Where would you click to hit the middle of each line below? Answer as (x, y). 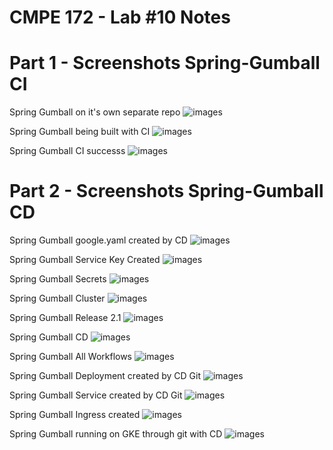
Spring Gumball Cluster (57, 298)
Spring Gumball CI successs (67, 151)
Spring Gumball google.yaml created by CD (98, 240)
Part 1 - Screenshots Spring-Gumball (165, 63)
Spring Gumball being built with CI (80, 132)
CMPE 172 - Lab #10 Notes (120, 17)
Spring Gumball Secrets (58, 279)
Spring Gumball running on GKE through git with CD (116, 434)
